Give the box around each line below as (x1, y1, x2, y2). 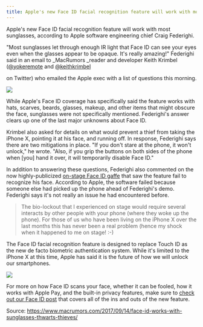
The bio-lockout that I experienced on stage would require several (21, 203, 186, 210)
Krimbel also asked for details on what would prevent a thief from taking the (6, 128, 195, 136)
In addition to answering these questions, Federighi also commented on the (6, 165, 194, 173)
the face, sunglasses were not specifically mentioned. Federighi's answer (6, 110, 189, 118)
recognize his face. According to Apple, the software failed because (6, 179, 176, 186)
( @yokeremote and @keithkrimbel (6, 63, 91, 70)
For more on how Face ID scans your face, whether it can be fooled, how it (6, 282, 192, 290)
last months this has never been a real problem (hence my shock (21, 222, 182, 229)
